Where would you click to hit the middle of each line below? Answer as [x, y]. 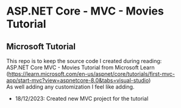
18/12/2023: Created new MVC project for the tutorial [82, 99]
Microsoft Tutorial [41, 46]
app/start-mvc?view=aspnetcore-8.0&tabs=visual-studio [78, 80]
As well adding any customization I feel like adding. [70, 87]
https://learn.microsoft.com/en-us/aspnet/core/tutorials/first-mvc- [92, 74]
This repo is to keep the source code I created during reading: [84, 61]
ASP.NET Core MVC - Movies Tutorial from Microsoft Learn [80, 67]
